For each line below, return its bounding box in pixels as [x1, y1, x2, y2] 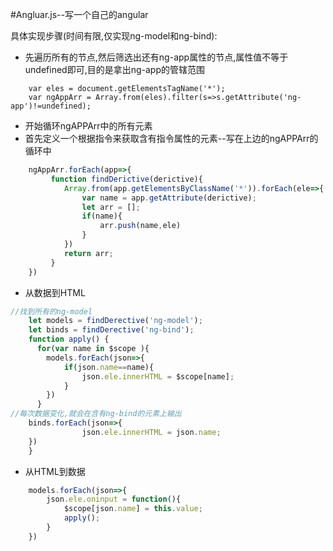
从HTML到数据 [24, 465, 86, 477]
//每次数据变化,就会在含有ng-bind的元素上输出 [10, 409, 182, 419]
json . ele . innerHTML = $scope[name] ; [81, 371, 235, 382]
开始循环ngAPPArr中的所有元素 [24, 120, 153, 132]
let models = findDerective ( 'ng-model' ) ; [28, 316, 203, 326]
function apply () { [28, 334, 110, 345]
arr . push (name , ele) [99, 221, 182, 231]
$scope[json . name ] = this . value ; [63, 504, 203, 514]
